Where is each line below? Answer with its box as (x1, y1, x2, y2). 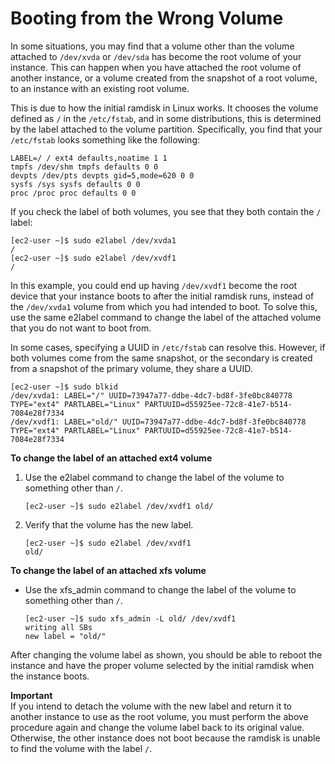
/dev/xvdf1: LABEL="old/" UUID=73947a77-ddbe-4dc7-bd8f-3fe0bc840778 (10, 417, 307, 427)
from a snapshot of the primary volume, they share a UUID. (10, 362, 253, 374)
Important (10, 689, 53, 701)
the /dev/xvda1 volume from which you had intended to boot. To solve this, (10, 300, 318, 312)
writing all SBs (24, 622, 93, 632)
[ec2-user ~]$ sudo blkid (10, 382, 118, 392)
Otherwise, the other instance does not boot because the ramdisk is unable (10, 732, 321, 744)
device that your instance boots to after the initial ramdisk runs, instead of (10, 290, 315, 302)
